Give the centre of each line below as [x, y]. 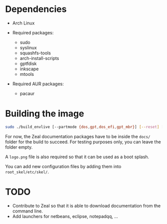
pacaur [27, 93]
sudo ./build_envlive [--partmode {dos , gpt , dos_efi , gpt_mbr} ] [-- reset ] [82, 127]
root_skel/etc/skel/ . [27, 172]
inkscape [29, 69]
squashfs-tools [35, 53]
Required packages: [33, 32]
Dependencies [36, 9]
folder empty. [19, 147]
